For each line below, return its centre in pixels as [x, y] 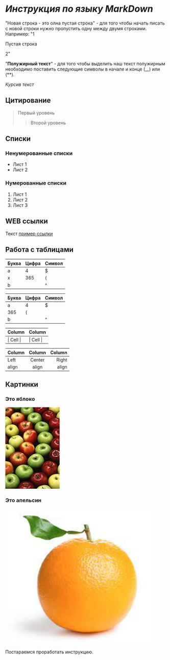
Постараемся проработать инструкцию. [49, 652]
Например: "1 [20, 34]
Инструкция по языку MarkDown [79, 9]
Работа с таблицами [40, 249]
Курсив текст [20, 84]
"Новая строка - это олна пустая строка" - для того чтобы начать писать [85, 23]
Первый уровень [36, 112]
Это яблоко [20, 399]
